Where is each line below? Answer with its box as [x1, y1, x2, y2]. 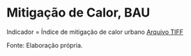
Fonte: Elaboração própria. [6, 41, 83, 49]
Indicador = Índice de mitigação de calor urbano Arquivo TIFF [6, 28, 184, 36]
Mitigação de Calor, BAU [6, 5, 151, 21]
